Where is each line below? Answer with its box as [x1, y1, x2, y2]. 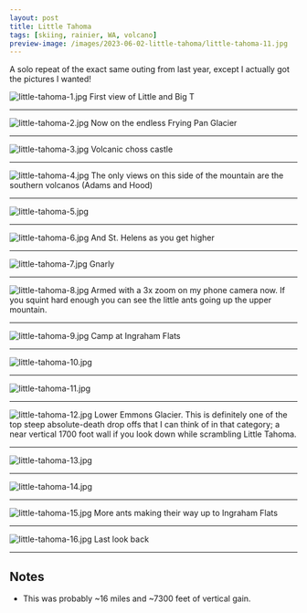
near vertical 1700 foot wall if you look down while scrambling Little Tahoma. [9, 428, 297, 439]
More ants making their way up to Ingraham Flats [93, 508, 279, 519]
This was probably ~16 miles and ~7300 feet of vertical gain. [22, 593, 251, 604]
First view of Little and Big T [89, 91, 195, 102]
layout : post [9, 13, 59, 23]
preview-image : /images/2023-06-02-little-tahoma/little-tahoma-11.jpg [9, 38, 288, 48]
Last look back [94, 534, 149, 544]
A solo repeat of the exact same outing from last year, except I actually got [9, 64, 290, 75]
